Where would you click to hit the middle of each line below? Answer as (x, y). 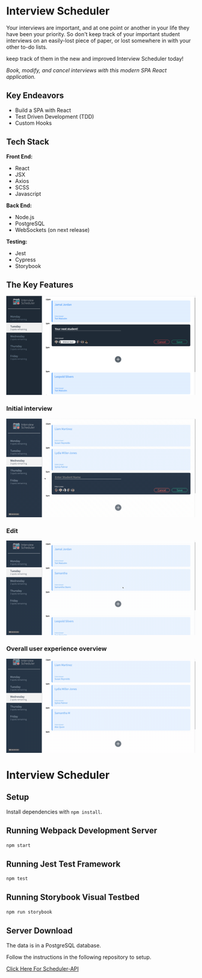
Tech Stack (28, 142)
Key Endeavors (35, 95)
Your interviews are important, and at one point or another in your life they (98, 28)
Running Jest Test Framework (63, 864)
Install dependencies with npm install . (54, 812)
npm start (19, 845)
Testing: (17, 241)
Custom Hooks (33, 123)
